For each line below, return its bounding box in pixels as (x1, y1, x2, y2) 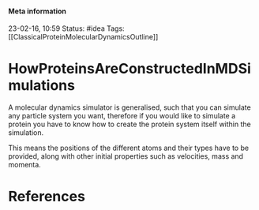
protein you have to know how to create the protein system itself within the (8, 119, 251, 129)
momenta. (8, 160, 41, 170)
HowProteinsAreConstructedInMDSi (8, 60, 251, 78)
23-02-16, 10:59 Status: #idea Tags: (8, 24, 125, 33)
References (8, 188, 85, 205)
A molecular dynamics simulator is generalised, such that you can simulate (8, 103, 251, 112)
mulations (8, 77, 75, 95)
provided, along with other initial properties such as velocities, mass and (8, 152, 243, 161)
